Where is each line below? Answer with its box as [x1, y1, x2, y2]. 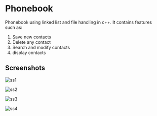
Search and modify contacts [12, 44, 70, 50]
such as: [5, 24, 23, 30]
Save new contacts [12, 34, 51, 40]
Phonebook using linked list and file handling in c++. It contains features [5, 19, 152, 25]
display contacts [12, 50, 46, 56]
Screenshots [5, 64, 45, 72]
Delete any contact [12, 39, 51, 45]
